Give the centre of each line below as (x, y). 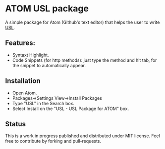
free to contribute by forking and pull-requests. (53, 141)
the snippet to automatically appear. (49, 65)
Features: (20, 43)
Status (16, 124)
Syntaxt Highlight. (30, 55)
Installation (23, 81)
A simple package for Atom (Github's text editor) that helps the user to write (82, 22)
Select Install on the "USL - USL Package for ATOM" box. (71, 109)
